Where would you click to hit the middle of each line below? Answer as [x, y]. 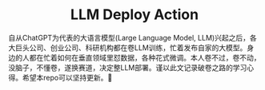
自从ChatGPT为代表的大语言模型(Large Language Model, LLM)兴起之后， [129, 37]
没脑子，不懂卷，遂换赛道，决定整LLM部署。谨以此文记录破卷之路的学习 [128, 67]
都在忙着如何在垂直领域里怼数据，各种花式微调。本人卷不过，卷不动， [145, 57]
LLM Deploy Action [135, 15]
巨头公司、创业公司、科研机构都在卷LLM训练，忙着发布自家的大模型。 [131, 47]
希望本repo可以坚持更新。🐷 [67, 77]
